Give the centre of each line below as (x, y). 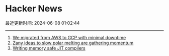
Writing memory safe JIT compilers (49, 48)
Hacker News (34, 9)
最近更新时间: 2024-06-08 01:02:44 (43, 23)
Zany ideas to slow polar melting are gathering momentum (73, 43)
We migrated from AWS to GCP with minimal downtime (69, 37)
